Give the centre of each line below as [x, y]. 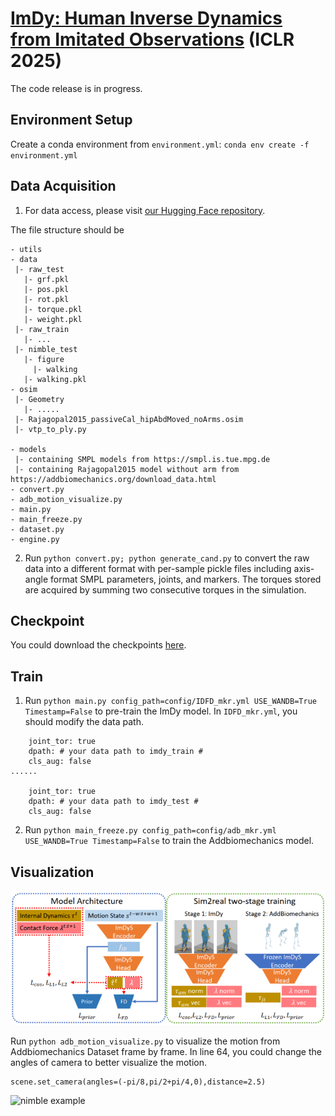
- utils [26, 249]
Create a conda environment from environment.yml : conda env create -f [160, 144]
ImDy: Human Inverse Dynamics [146, 18]
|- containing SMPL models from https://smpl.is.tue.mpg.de [142, 459]
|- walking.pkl [55, 379]
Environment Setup [71, 120]
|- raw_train [42, 329]
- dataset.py [37, 529]
